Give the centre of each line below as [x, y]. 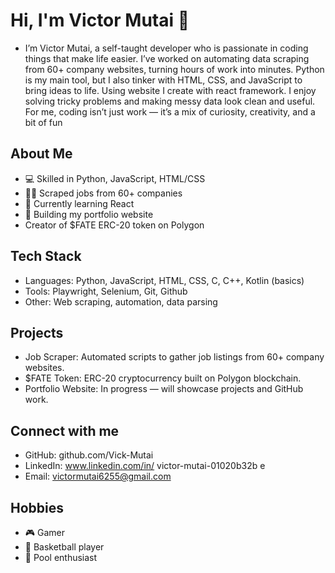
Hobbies [37, 507]
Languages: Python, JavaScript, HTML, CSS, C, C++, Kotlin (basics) [164, 280]
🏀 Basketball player [64, 547]
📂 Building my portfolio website [89, 214]
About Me [41, 154]
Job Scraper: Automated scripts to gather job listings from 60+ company [174, 357]
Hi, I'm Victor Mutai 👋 [100, 20]
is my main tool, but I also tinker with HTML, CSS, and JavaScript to [163, 80]
